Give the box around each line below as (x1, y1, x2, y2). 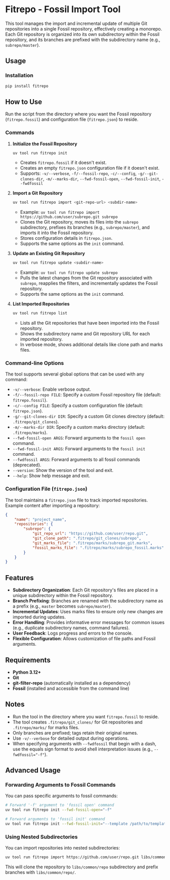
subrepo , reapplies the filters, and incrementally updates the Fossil (20, 280, 158, 287)
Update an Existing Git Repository (12, 250, 85, 257)
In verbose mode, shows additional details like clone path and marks (20, 341, 163, 348)
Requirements (5, 655, 51, 664)
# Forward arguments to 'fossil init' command (5, 816, 105, 822)
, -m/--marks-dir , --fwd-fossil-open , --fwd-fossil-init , (42, 176, 161, 182)
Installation (5, 72, 34, 79)
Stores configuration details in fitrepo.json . (20, 235, 113, 241)
